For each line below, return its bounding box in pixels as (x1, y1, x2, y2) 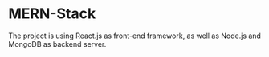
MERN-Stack (8, 5, 96, 23)
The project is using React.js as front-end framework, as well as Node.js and (8, 31, 261, 40)
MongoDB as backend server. (8, 39, 107, 48)
